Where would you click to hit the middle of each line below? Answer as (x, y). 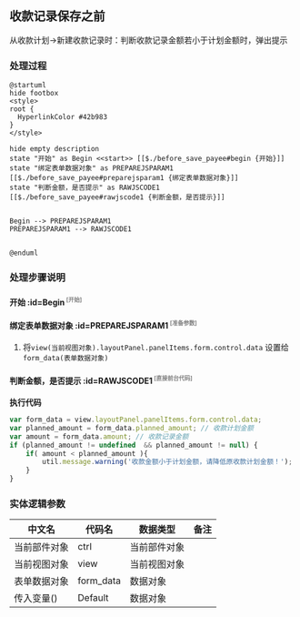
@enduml (24, 253)
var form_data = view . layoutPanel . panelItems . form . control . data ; (135, 420)
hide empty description (55, 149)
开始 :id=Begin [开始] (46, 301)
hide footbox (34, 94)
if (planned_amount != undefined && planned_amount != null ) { (134, 445)
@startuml (28, 86)
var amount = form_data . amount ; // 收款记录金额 (99, 436)
